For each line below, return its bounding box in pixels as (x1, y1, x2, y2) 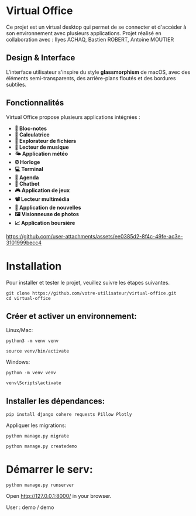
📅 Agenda (14, 174, 39, 181)
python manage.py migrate (6, 433, 69, 439)
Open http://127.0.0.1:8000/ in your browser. (6, 493, 112, 500)
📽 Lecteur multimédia (14, 195, 70, 203)
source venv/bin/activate (6, 348, 69, 354)
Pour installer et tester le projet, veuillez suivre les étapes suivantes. (6, 279, 170, 286)
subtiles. (6, 81, 27, 88)
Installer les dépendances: (6, 396, 105, 406)
